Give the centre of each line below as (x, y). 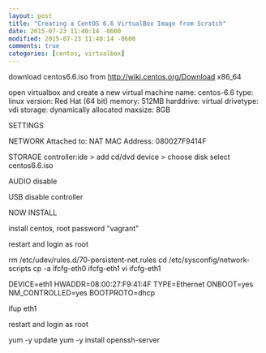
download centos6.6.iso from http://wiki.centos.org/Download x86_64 (125, 77)
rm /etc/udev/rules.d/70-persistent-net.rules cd (88, 260)
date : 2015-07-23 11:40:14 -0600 (65, 31)
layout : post (30, 16)
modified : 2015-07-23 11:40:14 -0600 (72, 39)
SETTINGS (26, 125)
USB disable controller (46, 197)
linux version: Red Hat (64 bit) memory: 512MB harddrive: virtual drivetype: (133, 101)
